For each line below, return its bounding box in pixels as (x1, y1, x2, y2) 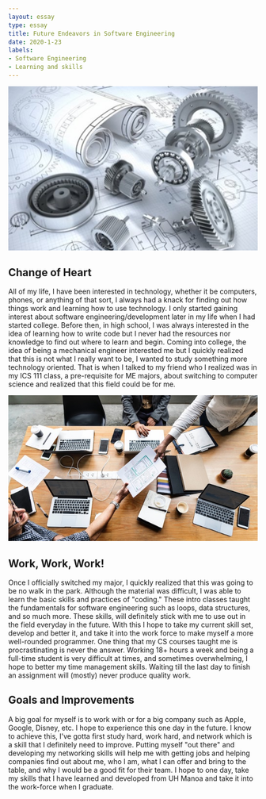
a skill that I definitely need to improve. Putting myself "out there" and (8, 739, 235, 749)
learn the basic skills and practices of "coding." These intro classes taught (8, 594, 251, 604)
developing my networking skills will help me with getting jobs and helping (8, 748, 251, 758)
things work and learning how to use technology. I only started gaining (8, 304, 238, 313)
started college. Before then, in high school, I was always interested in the (8, 321, 249, 330)
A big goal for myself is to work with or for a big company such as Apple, (8, 714, 246, 724)
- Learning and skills (8, 63, 83, 71)
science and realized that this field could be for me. (8, 379, 176, 389)
